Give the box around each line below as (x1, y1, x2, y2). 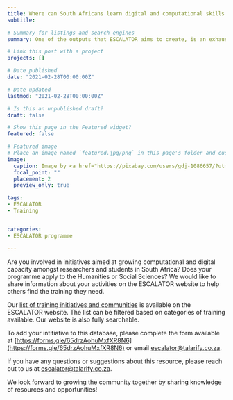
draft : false (7, 112, 45, 119)
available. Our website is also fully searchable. (7, 315, 140, 324)
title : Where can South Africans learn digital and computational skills (7, 10, 225, 17)
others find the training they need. (7, 287, 105, 295)
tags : (7, 194, 23, 201)
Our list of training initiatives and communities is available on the (7, 300, 191, 309)
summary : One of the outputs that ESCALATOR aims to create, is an (7, 35, 207, 42)
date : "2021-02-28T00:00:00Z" (7, 74, 95, 81)
